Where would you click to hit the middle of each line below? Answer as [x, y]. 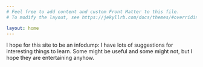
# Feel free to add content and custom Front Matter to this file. [93, 12]
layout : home [23, 28]
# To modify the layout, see [43, 17]
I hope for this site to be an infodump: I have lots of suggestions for [90, 45]
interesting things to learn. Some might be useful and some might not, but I [99, 51]
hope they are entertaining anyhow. [50, 58]
